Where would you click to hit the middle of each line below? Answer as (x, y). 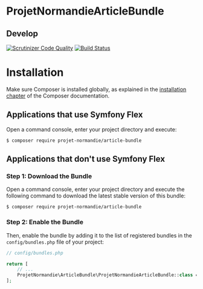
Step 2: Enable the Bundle (45, 222)
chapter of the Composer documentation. (58, 96)
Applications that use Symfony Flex (75, 115)
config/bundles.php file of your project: (55, 242)
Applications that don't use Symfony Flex (85, 159)
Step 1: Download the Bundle (49, 176)
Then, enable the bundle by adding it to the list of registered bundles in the (99, 235)
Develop (22, 34)
